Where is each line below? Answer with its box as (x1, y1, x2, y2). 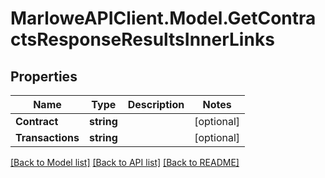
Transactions (15, 131, 80, 144)
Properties (10, 68, 78, 85)
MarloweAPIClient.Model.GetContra (10, 7, 317, 30)
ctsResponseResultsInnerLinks (10, 28, 275, 51)
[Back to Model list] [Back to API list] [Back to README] (10, 157, 240, 168)
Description (127, 98, 185, 111)
